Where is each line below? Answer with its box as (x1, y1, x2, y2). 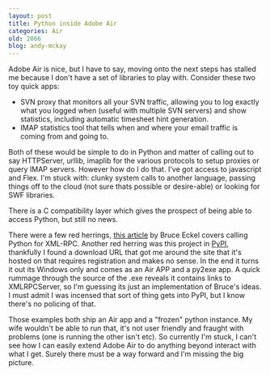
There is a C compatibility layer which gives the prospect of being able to (8, 206, 252, 215)
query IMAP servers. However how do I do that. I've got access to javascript (8, 164, 262, 174)
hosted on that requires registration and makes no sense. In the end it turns (8, 256, 259, 266)
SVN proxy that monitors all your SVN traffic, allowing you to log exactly (19, 97, 260, 107)
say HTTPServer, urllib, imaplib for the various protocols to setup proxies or (8, 156, 260, 166)
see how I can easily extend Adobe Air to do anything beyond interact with (8, 341, 256, 351)
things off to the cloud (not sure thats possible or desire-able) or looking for (8, 181, 260, 191)
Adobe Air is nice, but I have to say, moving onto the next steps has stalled (8, 64, 257, 74)
